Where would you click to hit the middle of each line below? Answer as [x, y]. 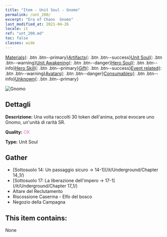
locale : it [17, 29]
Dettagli [18, 105]
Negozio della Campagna [39, 202]
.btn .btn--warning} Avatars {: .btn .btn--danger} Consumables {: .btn [75, 73]
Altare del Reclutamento [38, 191]
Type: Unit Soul [22, 142]
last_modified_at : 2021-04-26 [37, 24]
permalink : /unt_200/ [28, 15]
